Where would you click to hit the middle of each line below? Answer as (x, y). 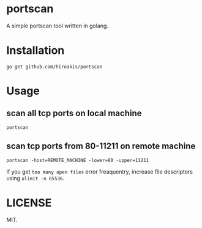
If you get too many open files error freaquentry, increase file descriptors (99, 171)
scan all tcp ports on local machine (74, 113)
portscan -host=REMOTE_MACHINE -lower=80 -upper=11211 (78, 160)
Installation (36, 50)
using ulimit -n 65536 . (36, 178)
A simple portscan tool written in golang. (58, 26)
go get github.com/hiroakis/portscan (54, 67)
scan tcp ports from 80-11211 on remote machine (101, 146)
